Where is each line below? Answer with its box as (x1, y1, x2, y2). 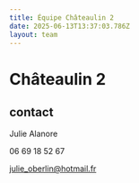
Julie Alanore (9, 128, 58, 140)
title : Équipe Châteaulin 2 (9, 13, 115, 23)
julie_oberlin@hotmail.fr (9, 163, 97, 174)
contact (9, 105, 54, 120)
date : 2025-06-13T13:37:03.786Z (9, 22, 130, 31)
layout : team (9, 30, 58, 39)
